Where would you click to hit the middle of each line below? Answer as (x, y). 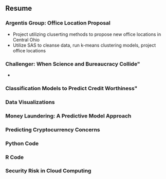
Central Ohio (26, 39)
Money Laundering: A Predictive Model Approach (68, 116)
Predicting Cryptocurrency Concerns (53, 129)
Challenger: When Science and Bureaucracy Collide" (73, 64)
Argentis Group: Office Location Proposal (58, 23)
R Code (15, 157)
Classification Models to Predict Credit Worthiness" (71, 88)
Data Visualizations (30, 102)
